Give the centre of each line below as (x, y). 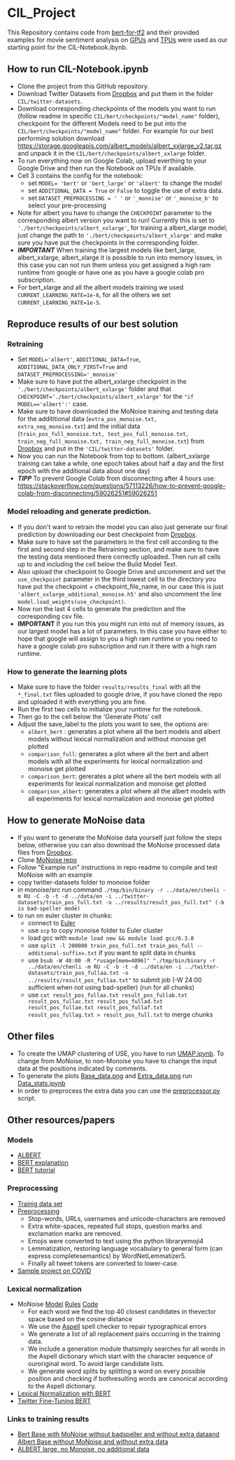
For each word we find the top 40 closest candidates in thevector (122, 1311)
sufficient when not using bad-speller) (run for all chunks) (111, 987)
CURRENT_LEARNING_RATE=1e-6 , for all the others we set (94, 294)
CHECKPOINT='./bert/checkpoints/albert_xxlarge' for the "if (105, 397)
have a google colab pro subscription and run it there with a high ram (117, 646)
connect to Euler (51, 922)
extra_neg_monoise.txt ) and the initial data (79, 426)
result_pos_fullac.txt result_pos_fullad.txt (95, 1001)
